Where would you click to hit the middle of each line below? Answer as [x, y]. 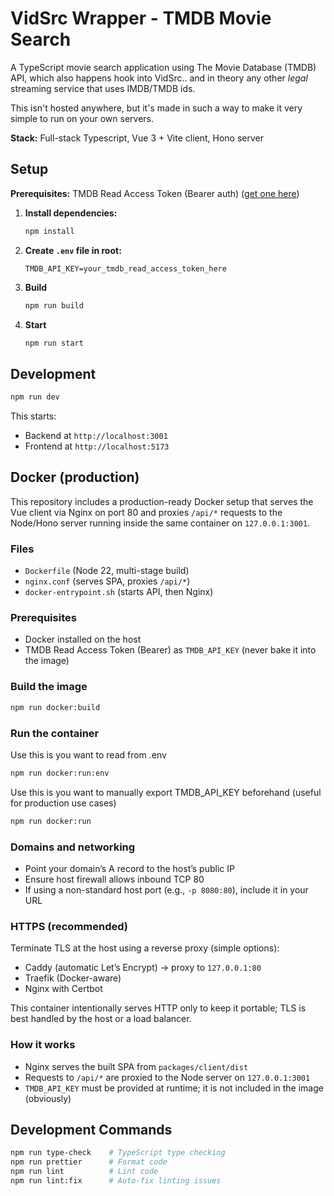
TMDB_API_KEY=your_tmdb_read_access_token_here [125, 268]
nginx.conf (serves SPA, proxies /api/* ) [107, 581]
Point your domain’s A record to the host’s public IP [129, 868]
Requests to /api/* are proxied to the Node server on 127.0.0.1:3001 [167, 1077]
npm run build [54, 305]
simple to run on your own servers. [82, 118]
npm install [49, 231]
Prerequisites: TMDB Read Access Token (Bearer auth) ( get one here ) [155, 193]
